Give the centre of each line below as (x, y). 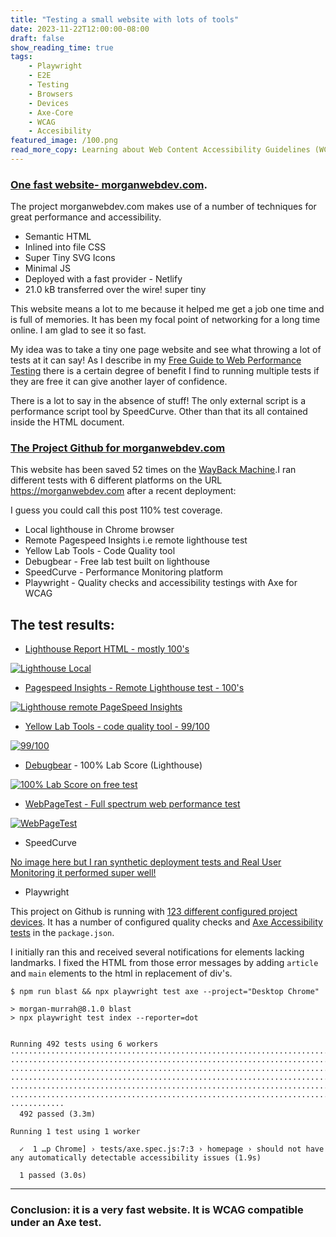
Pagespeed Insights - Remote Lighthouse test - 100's (134, 688)
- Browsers (51, 94)
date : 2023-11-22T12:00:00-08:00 (80, 29)
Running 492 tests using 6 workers (84, 1044)
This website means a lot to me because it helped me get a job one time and (167, 309)
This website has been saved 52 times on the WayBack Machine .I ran (153, 470)
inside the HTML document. (67, 422)
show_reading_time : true (62, 47)
